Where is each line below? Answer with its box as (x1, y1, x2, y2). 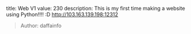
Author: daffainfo (20, 22, 62, 29)
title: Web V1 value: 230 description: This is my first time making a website (6, 5, 186, 12)
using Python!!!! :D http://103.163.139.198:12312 (6, 11, 118, 18)
